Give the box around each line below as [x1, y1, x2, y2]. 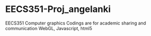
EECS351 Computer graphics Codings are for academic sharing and [5, 20, 146, 26]
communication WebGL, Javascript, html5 [5, 25, 92, 31]
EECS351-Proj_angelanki [5, 3, 111, 15]
